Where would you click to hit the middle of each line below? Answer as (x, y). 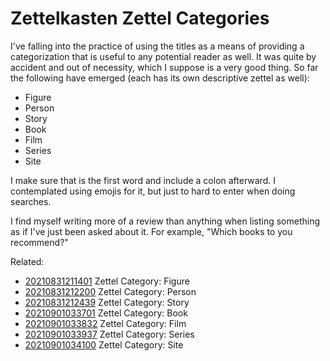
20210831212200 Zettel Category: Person (110, 291)
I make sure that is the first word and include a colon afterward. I (143, 180)
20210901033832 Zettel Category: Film (105, 323)
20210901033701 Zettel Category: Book (106, 313)
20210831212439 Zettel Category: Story (107, 302)
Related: (27, 261)
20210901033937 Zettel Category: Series (109, 334)
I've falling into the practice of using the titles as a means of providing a (157, 46)
